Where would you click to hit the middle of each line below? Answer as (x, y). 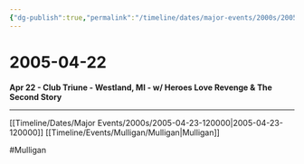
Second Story (36, 96)
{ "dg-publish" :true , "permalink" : (72, 18)
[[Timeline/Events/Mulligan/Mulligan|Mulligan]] (132, 132)
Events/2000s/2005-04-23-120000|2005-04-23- (190, 123)
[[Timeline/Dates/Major (52, 123)
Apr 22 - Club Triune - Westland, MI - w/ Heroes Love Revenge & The (141, 87)
